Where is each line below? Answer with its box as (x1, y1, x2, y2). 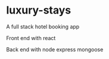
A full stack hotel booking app (6, 23, 80, 30)
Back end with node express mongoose (6, 45, 104, 53)
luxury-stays (6, 4, 71, 17)
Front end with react (6, 34, 56, 41)
